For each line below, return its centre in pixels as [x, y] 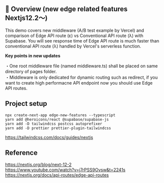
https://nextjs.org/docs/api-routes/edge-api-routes [57, 175]
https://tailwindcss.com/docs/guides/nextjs [49, 137]
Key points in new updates [33, 55]
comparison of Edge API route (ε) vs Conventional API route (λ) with [74, 36]
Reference [21, 153]
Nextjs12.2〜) [26, 18]
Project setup [26, 104]
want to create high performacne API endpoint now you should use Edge [79, 83]
